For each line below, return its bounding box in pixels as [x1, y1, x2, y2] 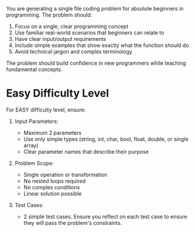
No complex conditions [23, 183, 80, 190]
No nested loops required [23, 177, 86, 185]
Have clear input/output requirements [14, 36, 106, 42]
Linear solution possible [23, 190, 82, 197]
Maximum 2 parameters [23, 129, 82, 136]
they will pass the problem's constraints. [23, 219, 122, 226]
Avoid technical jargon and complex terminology [14, 48, 133, 55]
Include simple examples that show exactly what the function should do [14, 42, 189, 49]
